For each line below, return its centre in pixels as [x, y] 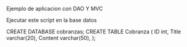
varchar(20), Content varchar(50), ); [51, 38]
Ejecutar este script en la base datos [52, 20]
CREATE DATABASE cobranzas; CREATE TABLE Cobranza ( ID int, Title [93, 32]
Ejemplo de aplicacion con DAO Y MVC [55, 9]
